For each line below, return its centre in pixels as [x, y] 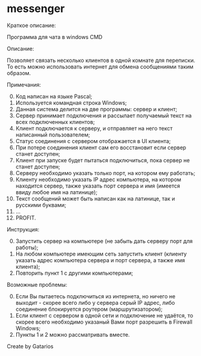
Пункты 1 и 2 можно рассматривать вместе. [73, 334]
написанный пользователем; [53, 135]
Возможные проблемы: [37, 284]
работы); [27, 247]
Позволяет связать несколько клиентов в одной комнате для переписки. [101, 60]
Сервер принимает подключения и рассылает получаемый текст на [104, 115]
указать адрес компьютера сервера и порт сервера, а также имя [100, 260]
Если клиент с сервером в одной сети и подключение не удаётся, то [104, 315]
